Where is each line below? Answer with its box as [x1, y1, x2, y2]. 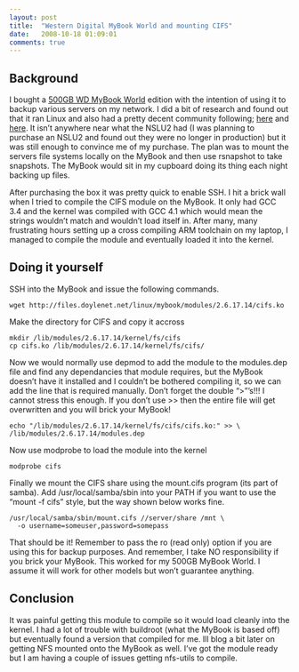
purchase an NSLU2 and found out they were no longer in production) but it [9, 132, 287, 143]
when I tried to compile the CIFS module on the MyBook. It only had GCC [9, 196, 277, 207]
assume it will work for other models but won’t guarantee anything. [9, 565, 255, 576]
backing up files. [9, 170, 70, 180]
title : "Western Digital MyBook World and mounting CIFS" [9, 21, 233, 30]
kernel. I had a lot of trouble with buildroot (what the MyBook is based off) [9, 624, 280, 635]
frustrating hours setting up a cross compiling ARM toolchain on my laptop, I [9, 225, 289, 236]
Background [9, 70, 78, 85]
